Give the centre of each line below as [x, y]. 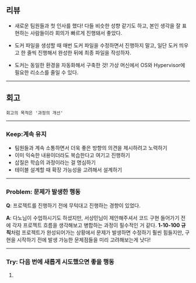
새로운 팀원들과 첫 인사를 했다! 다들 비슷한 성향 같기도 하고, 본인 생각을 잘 [97, 26]
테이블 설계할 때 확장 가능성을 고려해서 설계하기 [68, 170]
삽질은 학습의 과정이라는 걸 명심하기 [55, 162]
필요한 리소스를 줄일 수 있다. [46, 72]
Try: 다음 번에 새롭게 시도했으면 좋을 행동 [60, 262]
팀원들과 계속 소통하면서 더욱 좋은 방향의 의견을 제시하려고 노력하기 [91, 148]
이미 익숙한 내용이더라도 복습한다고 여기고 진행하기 [72, 155]
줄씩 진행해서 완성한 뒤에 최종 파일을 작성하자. [79, 53]
